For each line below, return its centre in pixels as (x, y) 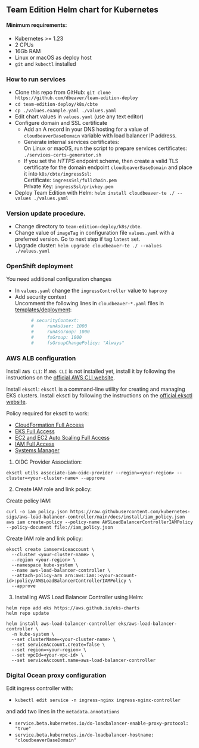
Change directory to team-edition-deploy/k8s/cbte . (78, 226)
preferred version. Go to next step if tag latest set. (77, 239)
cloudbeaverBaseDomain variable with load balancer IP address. (100, 135)
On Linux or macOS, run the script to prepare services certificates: (105, 148)
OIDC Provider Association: (48, 462)
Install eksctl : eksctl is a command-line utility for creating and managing (96, 389)
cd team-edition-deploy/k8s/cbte (56, 104)
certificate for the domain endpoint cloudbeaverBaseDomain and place (108, 167)
